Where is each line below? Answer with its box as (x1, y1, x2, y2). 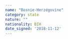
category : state (5, 12, 39, 17)
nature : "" (5, 17, 28, 22)
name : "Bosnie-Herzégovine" (5, 7, 64, 13)
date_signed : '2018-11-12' (5, 26, 61, 31)
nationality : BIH (5, 21, 41, 27)
